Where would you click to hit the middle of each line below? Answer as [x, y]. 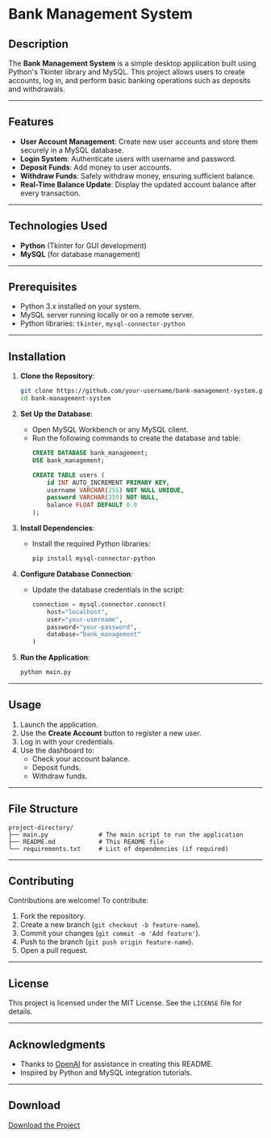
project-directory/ [41, 828]
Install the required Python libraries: [91, 544]
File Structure [43, 809]
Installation [37, 356]
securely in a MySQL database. [72, 150]
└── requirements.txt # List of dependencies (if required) [119, 849]
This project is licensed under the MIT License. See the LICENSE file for [125, 1003]
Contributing [41, 881]
